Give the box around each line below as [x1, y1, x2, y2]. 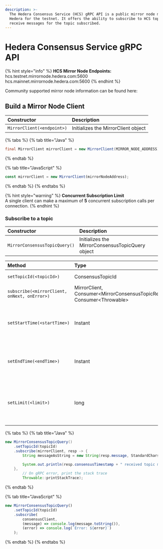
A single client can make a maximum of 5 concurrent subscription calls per [5, 198, 155, 204]
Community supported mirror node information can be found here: [5, 88, 138, 94]
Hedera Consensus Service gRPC [5, 42, 143, 53]
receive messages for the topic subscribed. [9, 20, 101, 26]
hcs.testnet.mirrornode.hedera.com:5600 [5, 74, 88, 79]
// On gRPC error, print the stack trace [22, 471, 108, 476]
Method [7, 262, 26, 269]
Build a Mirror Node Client [5, 102, 85, 110]
